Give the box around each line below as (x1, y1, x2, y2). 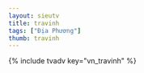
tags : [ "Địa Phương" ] (8, 26, 82, 34)
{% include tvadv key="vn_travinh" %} (8, 56, 137, 66)
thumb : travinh (8, 34, 60, 43)
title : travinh (8, 19, 60, 27)
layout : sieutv (8, 11, 60, 20)
